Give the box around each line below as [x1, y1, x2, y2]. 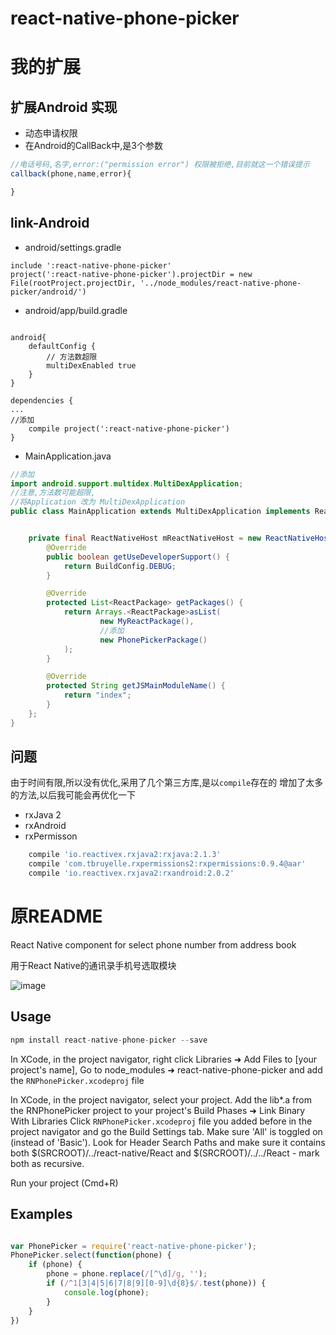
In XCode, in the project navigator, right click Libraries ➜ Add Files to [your [10, 1053, 318, 1065]
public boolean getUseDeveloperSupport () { [46, 552, 230, 562]
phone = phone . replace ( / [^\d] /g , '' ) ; [46, 1269, 208, 1279]
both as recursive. [10, 1157, 85, 1169]
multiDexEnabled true [46, 360, 137, 371]
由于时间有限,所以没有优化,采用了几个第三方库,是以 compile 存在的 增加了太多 [10, 777, 324, 789]
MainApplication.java [24, 450, 112, 462]
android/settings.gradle [24, 241, 122, 253]
